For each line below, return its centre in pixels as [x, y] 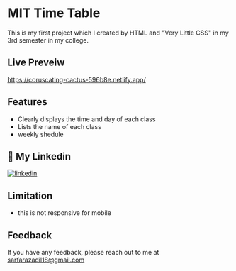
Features [27, 102]
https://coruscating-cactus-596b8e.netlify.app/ [77, 79]
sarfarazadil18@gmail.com [46, 260]
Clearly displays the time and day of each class [86, 119]
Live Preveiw [36, 63]
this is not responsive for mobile [64, 213]
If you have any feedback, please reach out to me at [83, 252]
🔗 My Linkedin [39, 156]
